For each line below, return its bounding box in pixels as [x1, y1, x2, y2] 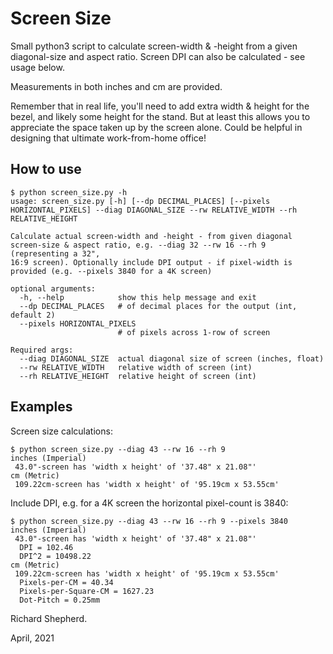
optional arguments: [10, 283, 97, 294]
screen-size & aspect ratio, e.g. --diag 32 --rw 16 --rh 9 [10, 240, 267, 250]
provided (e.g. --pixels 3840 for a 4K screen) [10, 266, 213, 276]
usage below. [10, 61, 65, 73]
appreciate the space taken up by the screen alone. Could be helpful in [10, 121, 303, 133]
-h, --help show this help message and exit [19, 292, 257, 302]
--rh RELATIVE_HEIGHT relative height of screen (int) [19, 371, 257, 381]
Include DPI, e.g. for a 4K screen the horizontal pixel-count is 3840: [10, 497, 289, 509]
